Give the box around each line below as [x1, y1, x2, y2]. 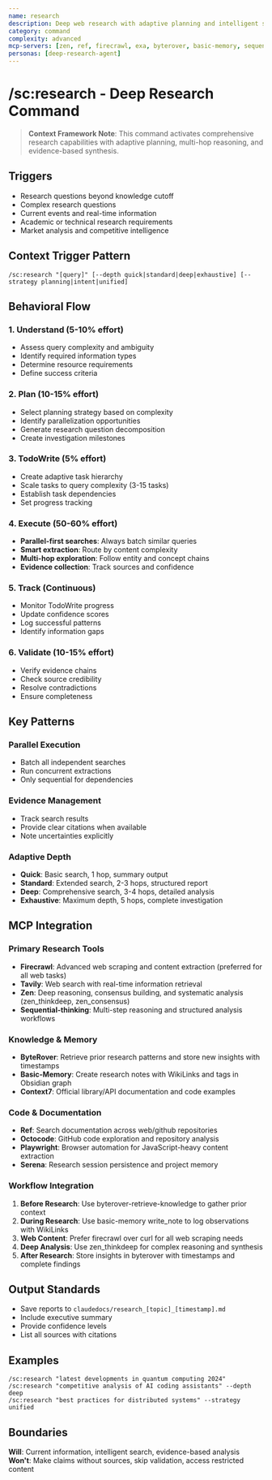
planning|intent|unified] [40, 278, 129, 286]
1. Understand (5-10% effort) [8, 324, 124, 335]
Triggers [8, 170, 53, 183]
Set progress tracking [19, 497, 93, 507]
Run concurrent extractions [19, 766, 112, 776]
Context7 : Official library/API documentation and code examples [19, 1087, 236, 1096]
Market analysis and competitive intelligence [19, 225, 169, 235]
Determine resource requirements [19, 360, 134, 369]
